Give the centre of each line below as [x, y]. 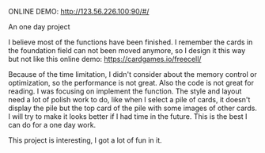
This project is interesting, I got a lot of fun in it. [85, 140]
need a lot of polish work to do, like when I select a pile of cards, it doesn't [129, 99]
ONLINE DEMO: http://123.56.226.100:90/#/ [79, 11]
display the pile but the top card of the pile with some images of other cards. [132, 108]
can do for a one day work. [52, 125]
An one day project [39, 27]
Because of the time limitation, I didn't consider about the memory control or [132, 74]
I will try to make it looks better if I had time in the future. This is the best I [128, 117]
